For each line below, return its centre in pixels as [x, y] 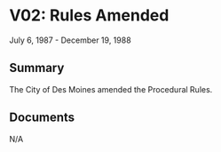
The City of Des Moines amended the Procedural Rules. [111, 89]
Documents [42, 118]
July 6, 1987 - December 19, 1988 [70, 40]
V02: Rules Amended [89, 16]
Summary [37, 68]
